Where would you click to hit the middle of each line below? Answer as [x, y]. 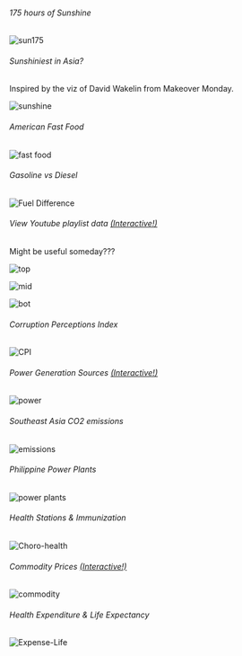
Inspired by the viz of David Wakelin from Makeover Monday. [122, 89]
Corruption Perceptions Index [64, 324]
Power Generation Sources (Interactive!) [84, 372]
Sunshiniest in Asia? [47, 61]
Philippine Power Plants [53, 470]
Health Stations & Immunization [68, 518]
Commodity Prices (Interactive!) [68, 566]
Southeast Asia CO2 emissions [66, 421]
